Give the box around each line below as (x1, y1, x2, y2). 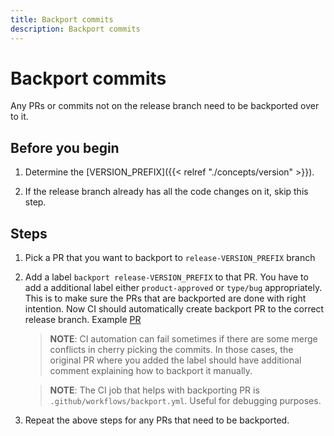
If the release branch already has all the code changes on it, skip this (24, 186, 309, 198)
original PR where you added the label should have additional (49, 354, 302, 366)
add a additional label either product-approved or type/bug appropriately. (24, 282, 323, 294)
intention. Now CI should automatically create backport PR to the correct (24, 303, 325, 315)
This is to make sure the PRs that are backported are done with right (24, 292, 307, 305)
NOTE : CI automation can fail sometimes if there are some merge (49, 333, 318, 345)
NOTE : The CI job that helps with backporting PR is (49, 384, 260, 396)
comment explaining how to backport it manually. (49, 365, 253, 377)
